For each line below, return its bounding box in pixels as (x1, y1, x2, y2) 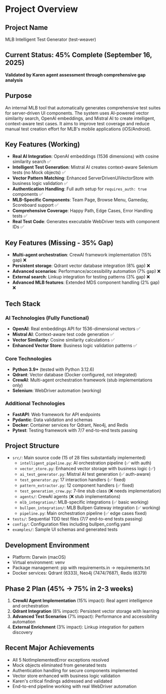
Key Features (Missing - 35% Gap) (5, 239, 113, 247)
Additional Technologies (5, 400, 65, 407)
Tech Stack (5, 299, 41, 308)
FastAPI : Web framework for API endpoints (12, 411, 101, 417)
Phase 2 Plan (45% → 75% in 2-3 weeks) (5, 584, 134, 593)
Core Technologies (5, 355, 52, 362)
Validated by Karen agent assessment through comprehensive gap (5, 72, 146, 78)
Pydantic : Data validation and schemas (12, 417, 93, 423)
